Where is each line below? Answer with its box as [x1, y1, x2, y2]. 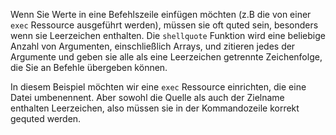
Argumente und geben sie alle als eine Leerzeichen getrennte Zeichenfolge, [10, 51, 323, 63]
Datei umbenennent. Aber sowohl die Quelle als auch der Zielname [10, 92, 285, 103]
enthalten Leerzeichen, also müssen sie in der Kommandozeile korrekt [10, 102, 300, 114]
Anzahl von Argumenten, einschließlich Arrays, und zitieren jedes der [10, 40, 296, 52]
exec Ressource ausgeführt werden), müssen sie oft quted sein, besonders [10, 19, 319, 31]
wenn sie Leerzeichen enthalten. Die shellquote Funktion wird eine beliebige [10, 30, 326, 41]
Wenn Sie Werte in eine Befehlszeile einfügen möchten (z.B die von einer [10, 9, 312, 20]
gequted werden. [10, 113, 82, 124]
